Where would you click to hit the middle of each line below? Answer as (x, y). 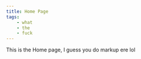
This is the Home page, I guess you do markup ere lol (71, 50)
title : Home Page (27, 11)
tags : (13, 17)
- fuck (25, 33)
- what (25, 22)
